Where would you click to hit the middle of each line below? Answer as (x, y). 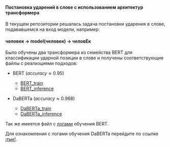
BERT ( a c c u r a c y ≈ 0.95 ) (38, 73)
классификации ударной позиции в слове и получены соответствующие (84, 58)
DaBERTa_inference (41, 114)
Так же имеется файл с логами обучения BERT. (57, 124)
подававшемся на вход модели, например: (53, 29)
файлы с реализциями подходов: (41, 64)
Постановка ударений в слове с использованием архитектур (74, 7)
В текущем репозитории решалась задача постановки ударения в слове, (85, 24)
